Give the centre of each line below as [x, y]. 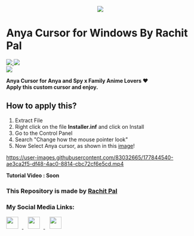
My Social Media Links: [40, 207]
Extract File [29, 120]
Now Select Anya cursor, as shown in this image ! [75, 146]
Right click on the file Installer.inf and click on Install [79, 126]
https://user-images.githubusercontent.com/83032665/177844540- [90, 157]
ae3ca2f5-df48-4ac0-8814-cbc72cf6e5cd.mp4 [65, 164]
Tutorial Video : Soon [33, 175]
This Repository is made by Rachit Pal [62, 190]
